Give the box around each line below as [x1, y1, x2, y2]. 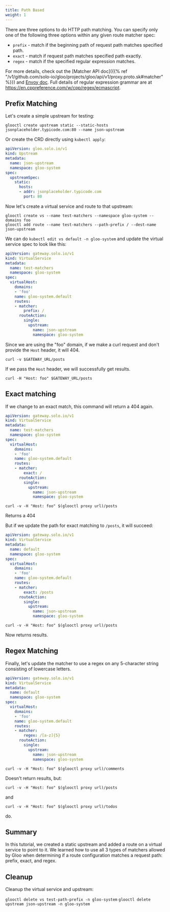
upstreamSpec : [10, 175, 40, 180]
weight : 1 [5, 12, 27, 17]
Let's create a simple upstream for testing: [5, 113, 94, 119]
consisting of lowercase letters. [5, 666, 71, 672]
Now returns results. [5, 632, 48, 638]
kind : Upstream [5, 151, 38, 157]
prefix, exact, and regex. [5, 858, 57, 864]
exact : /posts [23, 590, 54, 595]
